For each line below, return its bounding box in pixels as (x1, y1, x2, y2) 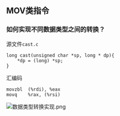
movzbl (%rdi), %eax (6, 86, 61, 92)
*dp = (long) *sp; (17, 57, 63, 63)
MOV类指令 (6, 5, 49, 16)
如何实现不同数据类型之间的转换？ (6, 25, 106, 34)
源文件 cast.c (6, 40, 39, 47)
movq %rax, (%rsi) (6, 91, 61, 98)
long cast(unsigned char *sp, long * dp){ (6, 52, 115, 59)
